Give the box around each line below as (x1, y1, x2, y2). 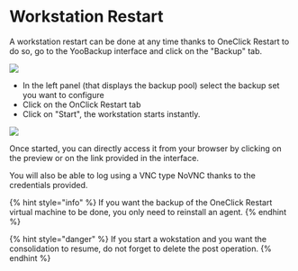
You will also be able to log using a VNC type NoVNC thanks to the (9, 169, 257, 181)
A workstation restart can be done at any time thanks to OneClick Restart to (9, 36, 290, 47)
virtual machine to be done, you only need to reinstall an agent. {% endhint (9, 206, 286, 217)
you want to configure (22, 89, 105, 100)
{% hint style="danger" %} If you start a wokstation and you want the (9, 233, 267, 244)
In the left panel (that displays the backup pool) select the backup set (22, 79, 280, 91)
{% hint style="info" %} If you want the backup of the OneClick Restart (9, 196, 273, 208)
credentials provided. (9, 179, 88, 190)
